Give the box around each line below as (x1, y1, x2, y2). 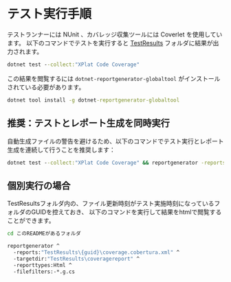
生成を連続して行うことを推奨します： (7, 145, 115, 154)
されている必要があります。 (7, 83, 85, 91)
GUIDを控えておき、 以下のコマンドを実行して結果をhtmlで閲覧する (30, 208, 222, 216)
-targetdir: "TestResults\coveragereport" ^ (13, 255, 140, 262)
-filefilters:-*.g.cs (13, 268, 76, 275)
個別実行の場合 (7, 180, 71, 191)
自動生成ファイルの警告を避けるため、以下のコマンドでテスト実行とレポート (7, 137, 224, 145)
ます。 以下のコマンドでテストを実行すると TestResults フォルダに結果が (7, 38, 213, 47)
